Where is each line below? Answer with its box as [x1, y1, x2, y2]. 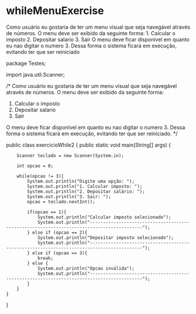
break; [37, 255, 54, 261]
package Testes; [6, 60, 46, 67]
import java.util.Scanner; [6, 71, 66, 78]
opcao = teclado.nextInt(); [27, 199, 95, 204]
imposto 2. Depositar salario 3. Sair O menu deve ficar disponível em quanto [6, 36, 190, 43]
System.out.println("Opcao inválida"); [37, 265, 135, 271]
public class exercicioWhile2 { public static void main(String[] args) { [6, 141, 171, 148]
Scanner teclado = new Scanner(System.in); [16, 152, 125, 159]
